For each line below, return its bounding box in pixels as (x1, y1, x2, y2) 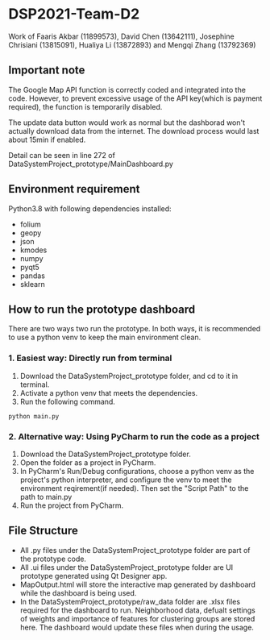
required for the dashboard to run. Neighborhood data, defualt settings (19, 605, 255, 615)
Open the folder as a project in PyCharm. (19, 457, 156, 468)
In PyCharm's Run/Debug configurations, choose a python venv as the (19, 466, 255, 476)
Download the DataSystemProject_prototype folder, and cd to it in (19, 371, 239, 380)
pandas (19, 271, 46, 281)
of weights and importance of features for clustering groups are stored (19, 613, 255, 623)
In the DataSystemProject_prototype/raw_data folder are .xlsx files (19, 596, 240, 606)
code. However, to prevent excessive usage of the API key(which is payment (8, 94, 263, 103)
